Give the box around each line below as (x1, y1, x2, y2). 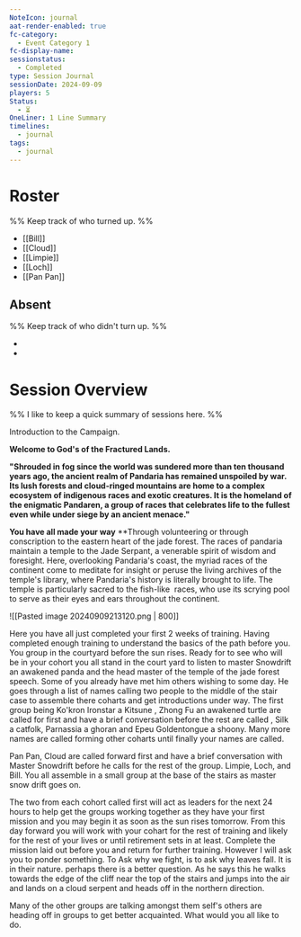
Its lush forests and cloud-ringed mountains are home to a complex (9, 480, 265, 491)
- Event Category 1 (17, 38, 91, 48)
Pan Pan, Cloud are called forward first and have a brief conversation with (9, 751, 283, 762)
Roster (9, 185, 60, 206)
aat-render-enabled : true (9, 22, 106, 31)
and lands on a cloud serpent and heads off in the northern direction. (9, 883, 265, 894)
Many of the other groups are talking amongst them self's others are (9, 900, 262, 911)
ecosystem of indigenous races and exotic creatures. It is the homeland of (9, 490, 292, 501)
